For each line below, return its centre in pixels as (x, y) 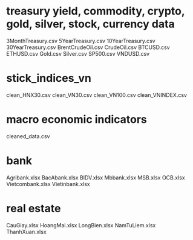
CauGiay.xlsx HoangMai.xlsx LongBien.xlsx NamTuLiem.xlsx (81, 225)
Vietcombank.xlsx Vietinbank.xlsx (48, 184)
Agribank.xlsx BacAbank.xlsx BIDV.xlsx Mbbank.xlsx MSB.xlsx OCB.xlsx (96, 178)
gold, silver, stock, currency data (91, 24)
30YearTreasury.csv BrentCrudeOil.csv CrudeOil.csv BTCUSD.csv (88, 47)
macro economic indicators (77, 120)
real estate (34, 208)
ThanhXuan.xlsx (26, 232)
